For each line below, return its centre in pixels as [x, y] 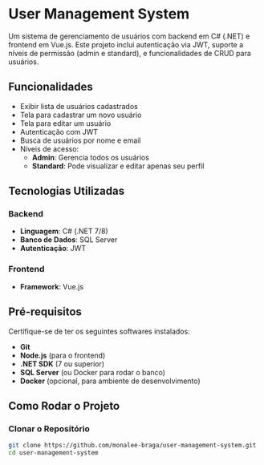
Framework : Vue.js [52, 286]
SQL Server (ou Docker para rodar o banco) [93, 372]
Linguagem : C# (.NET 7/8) [64, 231]
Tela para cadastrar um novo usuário [81, 115]
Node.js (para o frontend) [63, 355]
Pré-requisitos [45, 312]
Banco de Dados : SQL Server [69, 240]
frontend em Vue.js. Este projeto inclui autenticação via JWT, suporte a [126, 44]
